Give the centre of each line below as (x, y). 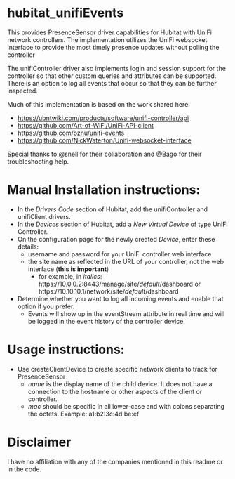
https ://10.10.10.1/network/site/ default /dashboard (108, 291)
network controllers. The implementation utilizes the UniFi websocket (107, 39)
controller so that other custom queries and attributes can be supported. (112, 76)
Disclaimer (39, 442)
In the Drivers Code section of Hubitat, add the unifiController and (113, 209)
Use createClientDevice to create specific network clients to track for (117, 369)
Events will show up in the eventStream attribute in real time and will (126, 313)
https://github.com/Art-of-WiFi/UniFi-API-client (86, 125)
